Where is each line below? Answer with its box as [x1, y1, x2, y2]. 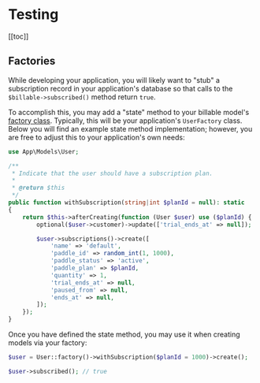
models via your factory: [8, 338, 87, 348]
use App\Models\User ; [8, 147, 80, 155]
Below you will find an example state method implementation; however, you [8, 124, 253, 133]
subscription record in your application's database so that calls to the [8, 84, 233, 93]
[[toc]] [8, 32, 29, 41]
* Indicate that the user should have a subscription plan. [11, 169, 214, 177]
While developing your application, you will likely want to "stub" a [8, 75, 221, 84]
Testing [8, 6, 59, 24]
